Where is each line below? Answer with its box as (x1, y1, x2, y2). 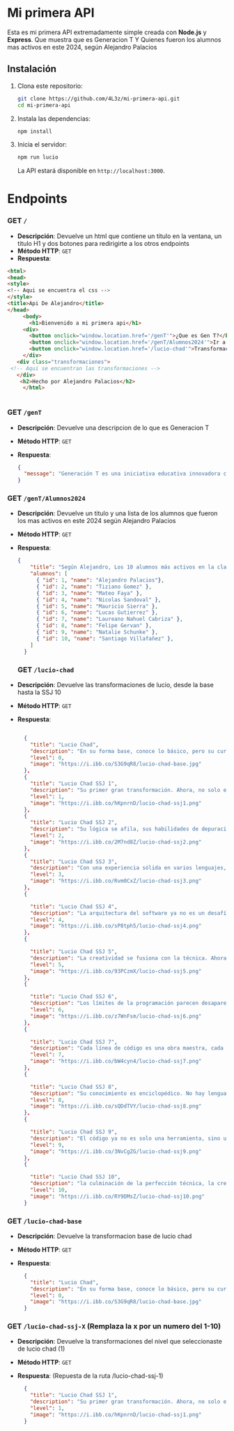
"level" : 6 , (30, 1006, 65, 1013)
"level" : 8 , (30, 1096, 65, 1103)
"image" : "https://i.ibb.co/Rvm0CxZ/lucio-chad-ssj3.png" (30, 878, 202, 885)
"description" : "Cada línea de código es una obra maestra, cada (30, 1045, 224, 1052)
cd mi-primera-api (17, 101, 71, 109)
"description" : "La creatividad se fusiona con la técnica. (30, 955, 208, 962)
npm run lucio (17, 154, 58, 161)
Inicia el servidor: (17, 140, 68, 149)
